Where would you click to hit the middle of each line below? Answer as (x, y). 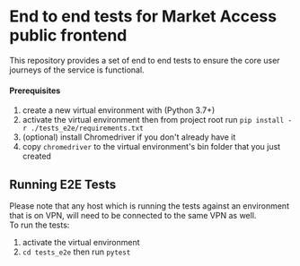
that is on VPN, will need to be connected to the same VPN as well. (133, 215)
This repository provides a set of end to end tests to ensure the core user (145, 60)
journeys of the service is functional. (77, 70)
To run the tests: (40, 225)
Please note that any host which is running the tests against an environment (150, 206)
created (37, 156)
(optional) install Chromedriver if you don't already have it (129, 137)
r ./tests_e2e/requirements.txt (83, 129)
